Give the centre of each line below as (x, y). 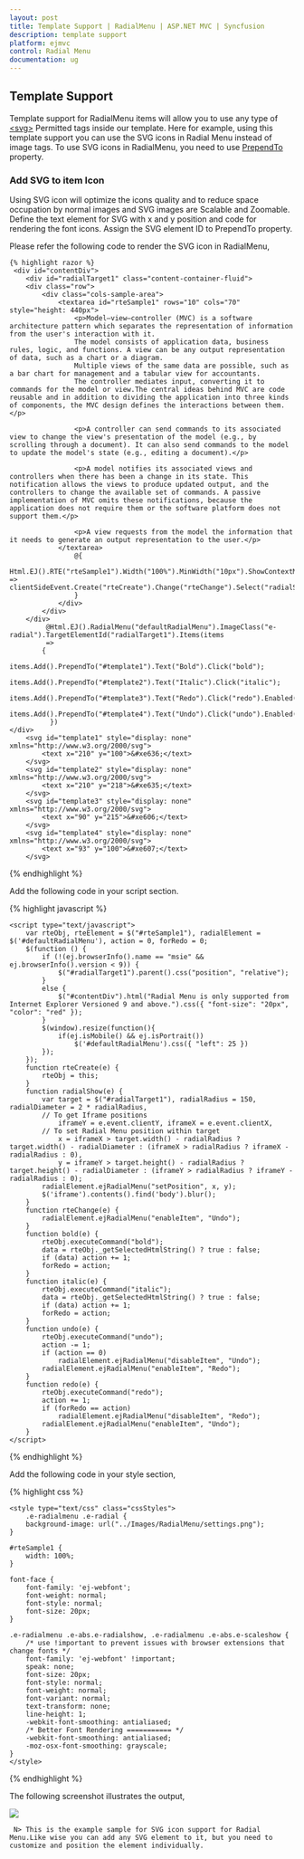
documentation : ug (44, 60)
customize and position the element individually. (107, 1846)
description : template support (68, 34)
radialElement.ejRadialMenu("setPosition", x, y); (139, 1187)
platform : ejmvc (40, 43)
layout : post (34, 18)
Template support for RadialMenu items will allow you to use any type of (144, 118)
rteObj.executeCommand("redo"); (103, 1393)
